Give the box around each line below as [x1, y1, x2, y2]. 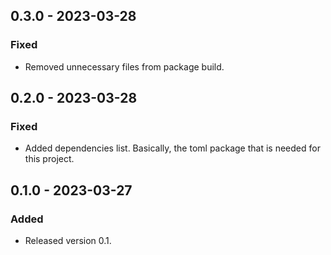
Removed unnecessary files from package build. [24, 60, 225, 73]
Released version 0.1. [24, 235, 112, 247]
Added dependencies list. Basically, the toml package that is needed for [24, 142, 321, 154]
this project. [24, 153, 75, 165]
